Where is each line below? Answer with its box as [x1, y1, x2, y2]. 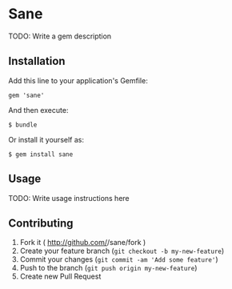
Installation [8, 54, 66, 68]
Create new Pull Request [19, 271, 102, 281]
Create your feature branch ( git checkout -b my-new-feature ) [19, 246, 225, 256]
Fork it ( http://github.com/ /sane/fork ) [19, 238, 146, 247]
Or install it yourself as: [8, 134, 84, 144]
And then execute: [8, 105, 69, 114]
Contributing [8, 216, 74, 230]
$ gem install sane [8, 150, 74, 159]
